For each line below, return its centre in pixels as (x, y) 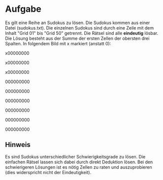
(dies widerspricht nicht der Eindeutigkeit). (48, 172)
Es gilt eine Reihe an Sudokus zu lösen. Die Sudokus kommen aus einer (78, 23)
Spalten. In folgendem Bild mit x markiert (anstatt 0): (58, 43)
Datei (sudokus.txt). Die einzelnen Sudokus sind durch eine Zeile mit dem (80, 28)
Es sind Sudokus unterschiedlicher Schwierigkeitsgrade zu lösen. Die (75, 156)
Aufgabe (23, 9)
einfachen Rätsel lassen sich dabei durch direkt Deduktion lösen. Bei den (79, 162)
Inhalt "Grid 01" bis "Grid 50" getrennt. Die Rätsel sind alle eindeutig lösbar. (82, 33)
